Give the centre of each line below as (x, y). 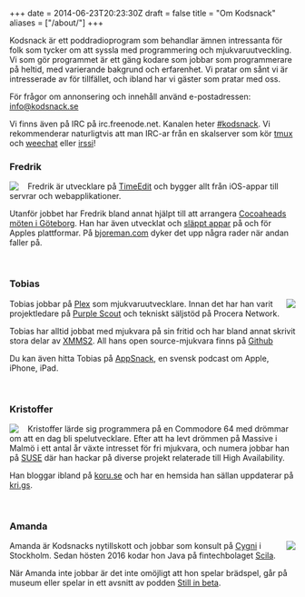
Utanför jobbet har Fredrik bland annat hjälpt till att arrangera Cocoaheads (148, 214)
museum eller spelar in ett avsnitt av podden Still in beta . (115, 583)
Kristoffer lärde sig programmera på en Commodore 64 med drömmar (158, 428)
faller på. (26, 243)
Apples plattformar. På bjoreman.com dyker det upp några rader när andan (149, 233)
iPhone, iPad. (34, 368)
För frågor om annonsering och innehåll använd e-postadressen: (130, 96)
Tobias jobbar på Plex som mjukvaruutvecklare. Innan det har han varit (142, 303)
